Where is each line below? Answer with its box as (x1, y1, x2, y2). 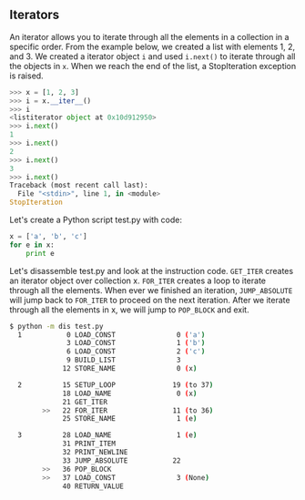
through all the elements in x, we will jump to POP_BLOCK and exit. (9, 304, 249, 315)
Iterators (9, 7, 60, 23)
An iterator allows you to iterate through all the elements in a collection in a (9, 31, 290, 42)
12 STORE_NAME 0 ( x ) (62, 364, 198, 373)
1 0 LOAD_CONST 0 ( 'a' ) (17, 330, 206, 340)
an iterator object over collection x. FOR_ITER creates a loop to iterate (9, 275, 267, 286)
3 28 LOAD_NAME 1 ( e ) (17, 431, 198, 440)
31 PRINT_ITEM (62, 439, 117, 449)
